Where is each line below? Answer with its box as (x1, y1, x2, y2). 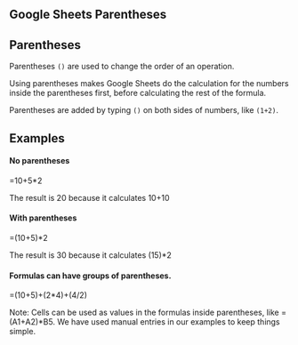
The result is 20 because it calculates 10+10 (9, 192, 170, 203)
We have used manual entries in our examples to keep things (57, 317, 280, 327)
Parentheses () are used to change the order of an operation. (9, 61, 235, 72)
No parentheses (9, 156, 70, 166)
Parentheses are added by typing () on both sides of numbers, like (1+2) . (9, 105, 278, 116)
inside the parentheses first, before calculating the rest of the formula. (9, 88, 267, 99)
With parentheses (9, 213, 77, 223)
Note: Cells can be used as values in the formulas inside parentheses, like (9, 307, 279, 318)
